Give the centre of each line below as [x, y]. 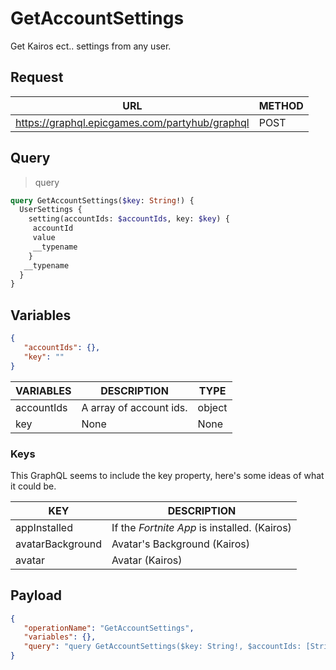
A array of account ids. [134, 407]
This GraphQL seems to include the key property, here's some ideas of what [167, 475]
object [212, 407]
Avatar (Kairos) [147, 560]
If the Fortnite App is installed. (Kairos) [201, 527]
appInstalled [44, 527]
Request [37, 77]
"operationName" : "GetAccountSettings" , [109, 628]
